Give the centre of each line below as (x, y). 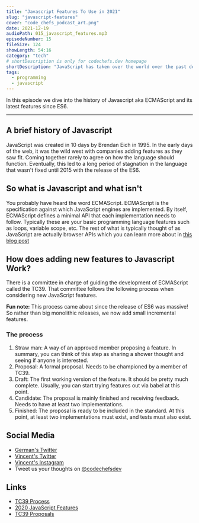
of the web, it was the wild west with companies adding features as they (94, 151)
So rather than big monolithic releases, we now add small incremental (91, 313)
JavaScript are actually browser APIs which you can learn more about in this (99, 234)
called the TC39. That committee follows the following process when (90, 289)
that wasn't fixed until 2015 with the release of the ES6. (73, 170)
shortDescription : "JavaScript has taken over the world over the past (96, 67)
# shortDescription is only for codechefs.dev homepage (76, 61)
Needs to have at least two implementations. (69, 404)
